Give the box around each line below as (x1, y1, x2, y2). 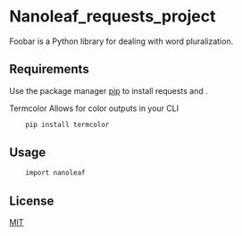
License (9, 193, 54, 208)
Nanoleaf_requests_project (9, 6, 216, 27)
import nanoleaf (25, 168, 87, 178)
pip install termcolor (25, 120, 110, 129)
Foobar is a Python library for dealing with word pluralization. (9, 36, 234, 46)
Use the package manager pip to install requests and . (9, 85, 208, 96)
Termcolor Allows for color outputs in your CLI (9, 103, 179, 114)
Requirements (9, 62, 89, 77)
